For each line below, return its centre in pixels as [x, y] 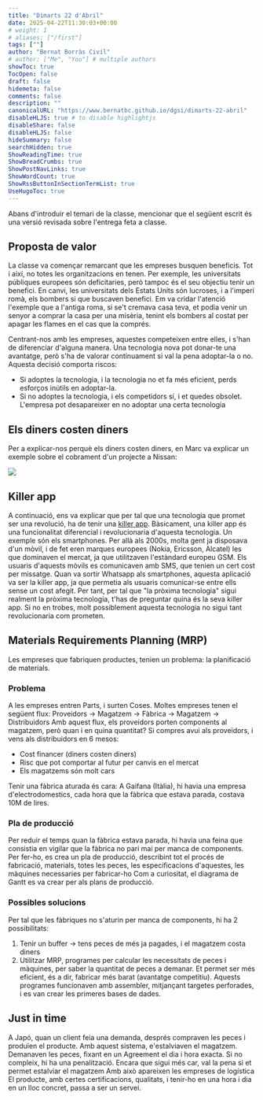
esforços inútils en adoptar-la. [68, 388]
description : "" [35, 103]
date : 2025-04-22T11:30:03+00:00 [63, 23]
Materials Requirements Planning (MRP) [108, 641]
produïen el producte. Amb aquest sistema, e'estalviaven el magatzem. [123, 1046]
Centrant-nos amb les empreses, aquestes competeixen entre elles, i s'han [130, 339]
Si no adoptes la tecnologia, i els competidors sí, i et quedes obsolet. [130, 396]
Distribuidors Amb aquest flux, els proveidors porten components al [118, 722]
